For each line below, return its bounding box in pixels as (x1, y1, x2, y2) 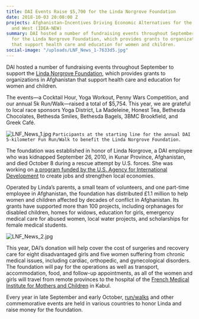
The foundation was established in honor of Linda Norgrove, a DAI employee (6, 147, 192, 154)
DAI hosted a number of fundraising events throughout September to (6, 63, 174, 70)
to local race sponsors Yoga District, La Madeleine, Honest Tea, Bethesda (6, 106, 185, 113)
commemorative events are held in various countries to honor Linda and (6, 299, 182, 307)
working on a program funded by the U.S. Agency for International (6, 166, 168, 173)
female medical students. (6, 221, 68, 228)
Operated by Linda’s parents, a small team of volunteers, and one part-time (6, 183, 190, 191)
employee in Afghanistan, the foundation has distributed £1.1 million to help (6, 190, 188, 197)
